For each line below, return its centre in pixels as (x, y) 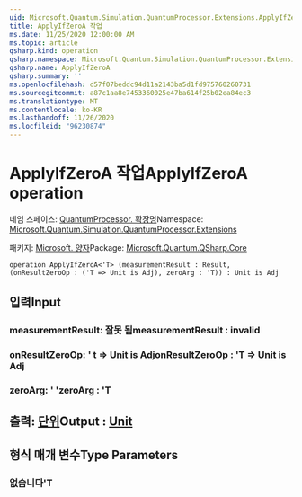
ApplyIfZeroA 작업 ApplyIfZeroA (129, 174)
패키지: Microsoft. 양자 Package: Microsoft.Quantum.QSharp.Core (128, 247)
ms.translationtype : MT (54, 101)
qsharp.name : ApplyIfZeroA (60, 68)
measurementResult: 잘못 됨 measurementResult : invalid (135, 331)
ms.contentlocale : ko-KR (56, 110)
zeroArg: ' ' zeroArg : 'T (60, 390)
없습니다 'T (31, 483)
